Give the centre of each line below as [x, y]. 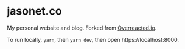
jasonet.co [35, 11]
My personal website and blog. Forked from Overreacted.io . [82, 28]
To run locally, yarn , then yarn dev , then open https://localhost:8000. [93, 39]
